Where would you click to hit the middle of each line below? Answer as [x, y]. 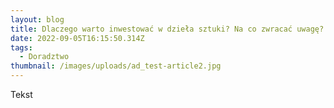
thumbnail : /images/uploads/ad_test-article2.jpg [116, 66]
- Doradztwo [44, 57]
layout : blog [37, 19]
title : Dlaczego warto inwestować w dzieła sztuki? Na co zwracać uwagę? [167, 29]
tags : [21, 47]
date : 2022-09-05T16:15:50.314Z [77, 38]
